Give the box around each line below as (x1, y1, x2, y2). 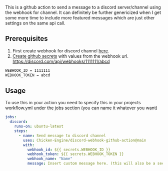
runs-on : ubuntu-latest (14, 124, 64, 129)
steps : (14, 129, 28, 134)
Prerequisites (5, 34, 48, 43)
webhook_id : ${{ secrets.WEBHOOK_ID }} (27, 147, 111, 152)
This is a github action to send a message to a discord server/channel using (5, 4, 161, 10)
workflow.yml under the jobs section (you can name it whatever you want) (5, 105, 157, 111)
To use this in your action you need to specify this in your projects (5, 100, 141, 106)
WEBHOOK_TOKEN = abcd (5, 72, 50, 78)
